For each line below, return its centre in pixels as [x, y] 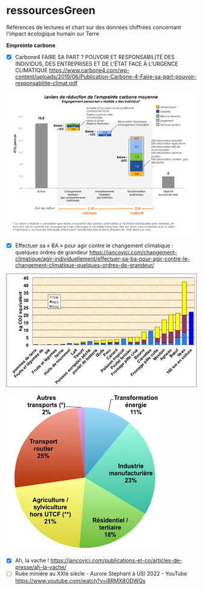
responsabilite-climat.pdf [46, 83]
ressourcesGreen [51, 11]
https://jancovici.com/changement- [133, 252]
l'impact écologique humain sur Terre [53, 33]
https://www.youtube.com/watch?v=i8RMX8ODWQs [80, 580]
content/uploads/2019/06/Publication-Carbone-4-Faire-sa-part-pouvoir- [106, 77]
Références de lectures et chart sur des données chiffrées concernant [94, 27]
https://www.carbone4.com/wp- [89, 70]
